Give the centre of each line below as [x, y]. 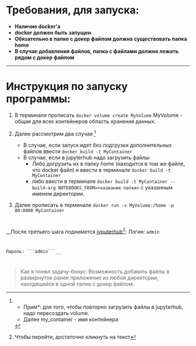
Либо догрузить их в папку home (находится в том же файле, [108, 164]
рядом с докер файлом [44, 57]
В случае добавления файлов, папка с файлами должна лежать [97, 51]
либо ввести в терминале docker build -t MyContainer [100, 181]
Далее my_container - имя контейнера [71, 319]
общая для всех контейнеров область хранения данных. [85, 121]
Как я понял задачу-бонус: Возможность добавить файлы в [95, 271]
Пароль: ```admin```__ [34, 251]
